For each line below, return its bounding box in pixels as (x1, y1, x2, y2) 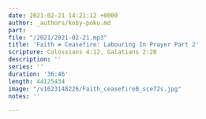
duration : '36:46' (8, 70, 69, 78)
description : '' (8, 56, 62, 64)
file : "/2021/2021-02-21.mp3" (8, 33, 108, 42)
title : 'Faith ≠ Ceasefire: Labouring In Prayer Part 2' (8, 41, 200, 49)
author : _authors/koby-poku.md (8, 19, 111, 27)
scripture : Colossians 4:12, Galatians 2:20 (8, 48, 157, 56)
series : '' (8, 63, 44, 71)
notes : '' (8, 92, 41, 100)
